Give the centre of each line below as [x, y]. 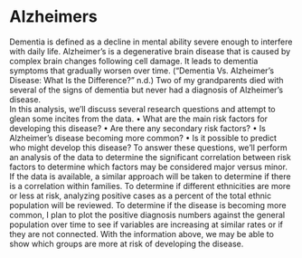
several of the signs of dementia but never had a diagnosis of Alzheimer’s [146, 90]
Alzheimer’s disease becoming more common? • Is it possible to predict [143, 138]
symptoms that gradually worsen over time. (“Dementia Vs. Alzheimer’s [142, 71]
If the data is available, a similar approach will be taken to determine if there [150, 176]
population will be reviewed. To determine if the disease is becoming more [148, 205]
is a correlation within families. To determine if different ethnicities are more [150, 186]
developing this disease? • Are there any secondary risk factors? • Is [138, 128]
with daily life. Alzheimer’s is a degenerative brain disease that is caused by [150, 51]
